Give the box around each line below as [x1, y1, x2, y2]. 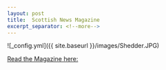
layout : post [7, 10, 45, 17]
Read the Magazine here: [7, 55, 79, 63]
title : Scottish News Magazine [7, 16, 100, 23]
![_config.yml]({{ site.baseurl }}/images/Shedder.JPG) [7, 42, 160, 50]
